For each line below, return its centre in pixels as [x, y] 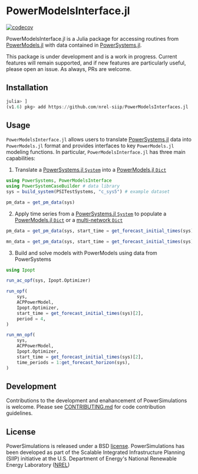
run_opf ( [17, 291]
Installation [27, 88]
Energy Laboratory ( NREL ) [38, 465]
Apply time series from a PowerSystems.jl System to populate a [90, 214]
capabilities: [21, 159]
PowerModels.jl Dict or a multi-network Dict [69, 220]
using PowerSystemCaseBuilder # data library [63, 186]
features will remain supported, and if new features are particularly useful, [96, 63]
